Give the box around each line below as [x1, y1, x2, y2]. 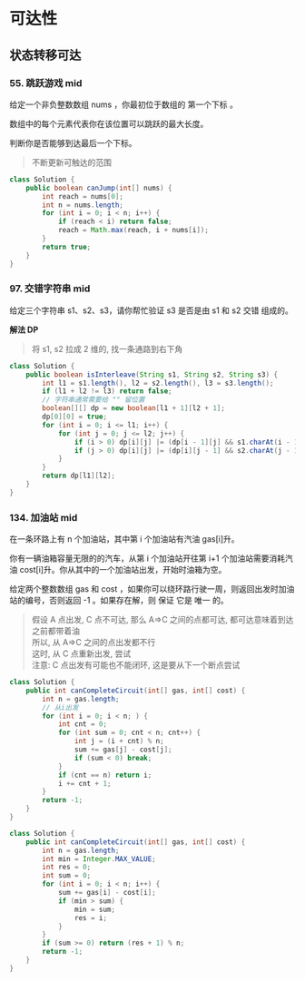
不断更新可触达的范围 [31, 156, 112, 168]
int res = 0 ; [42, 863, 92, 872]
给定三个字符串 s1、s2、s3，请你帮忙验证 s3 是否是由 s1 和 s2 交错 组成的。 [9, 305, 293, 316]
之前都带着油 [31, 625, 80, 636]
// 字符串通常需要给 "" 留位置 [42, 396, 145, 405]
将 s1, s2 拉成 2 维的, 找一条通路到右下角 [31, 343, 183, 354]
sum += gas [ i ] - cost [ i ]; [57, 888, 156, 898]
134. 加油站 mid [9, 511, 78, 524]
